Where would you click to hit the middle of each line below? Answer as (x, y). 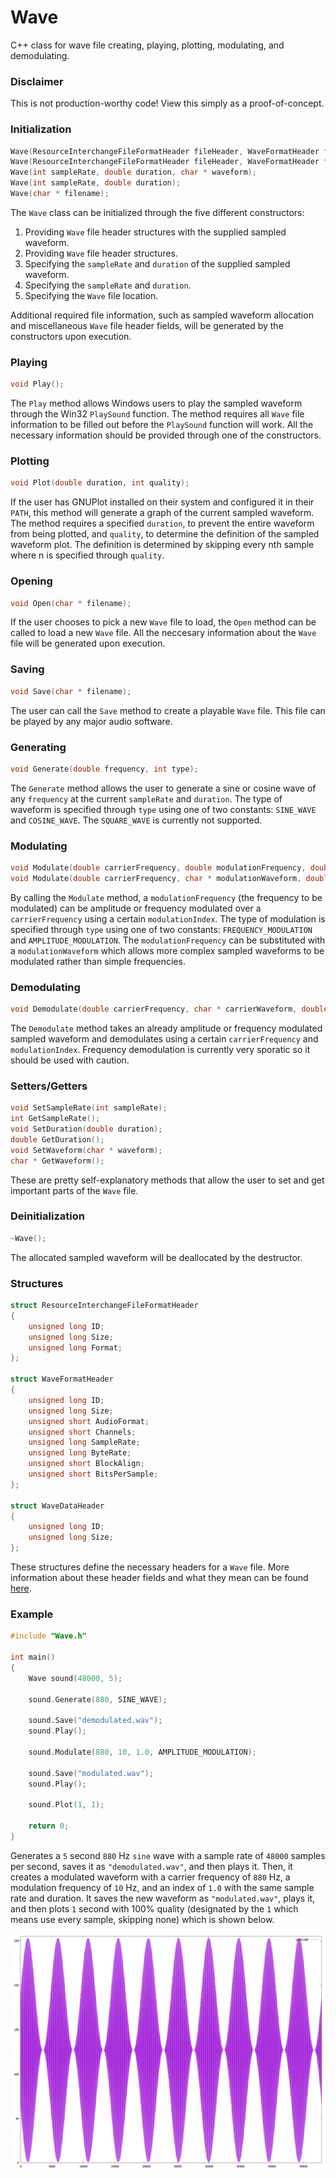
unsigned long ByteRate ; (80, 1453)
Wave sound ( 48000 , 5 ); (75, 1678)
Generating (38, 747)
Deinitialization (47, 1216)
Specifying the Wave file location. (91, 295)
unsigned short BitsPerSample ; (93, 1474)
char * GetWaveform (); (57, 1161)
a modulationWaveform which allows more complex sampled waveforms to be (167, 950)
